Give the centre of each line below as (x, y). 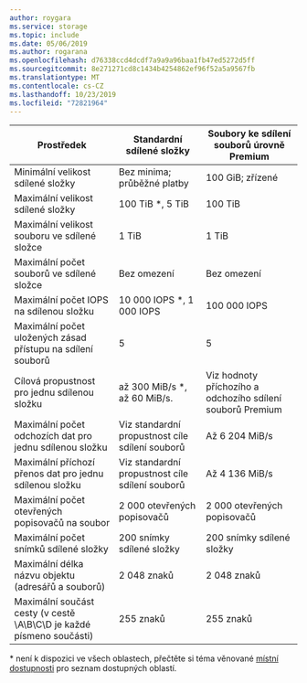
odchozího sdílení (243, 399)
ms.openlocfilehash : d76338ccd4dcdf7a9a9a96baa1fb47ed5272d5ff (132, 60)
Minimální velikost (53, 172)
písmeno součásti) (54, 636)
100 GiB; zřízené (242, 177)
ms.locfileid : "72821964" (58, 103)
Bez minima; (145, 172)
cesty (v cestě (45, 614)
